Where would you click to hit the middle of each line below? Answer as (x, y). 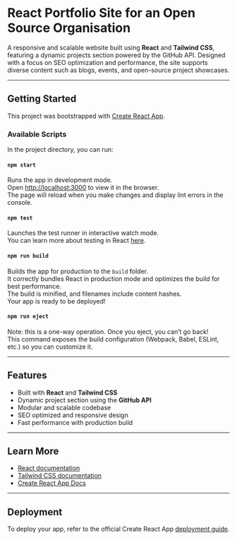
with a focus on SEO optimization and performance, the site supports (108, 62)
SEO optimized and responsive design (73, 415)
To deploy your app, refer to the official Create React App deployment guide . (119, 529)
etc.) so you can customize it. (50, 347)
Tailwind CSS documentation (60, 476)
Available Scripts (37, 134)
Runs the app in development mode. (60, 180)
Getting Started (42, 99)
